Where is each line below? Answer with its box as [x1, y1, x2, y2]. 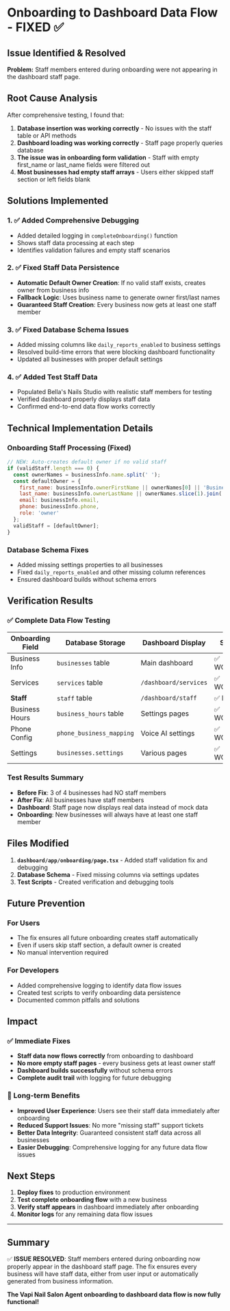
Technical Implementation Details [7, 422, 153, 434]
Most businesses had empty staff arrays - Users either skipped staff [16, 168, 214, 176]
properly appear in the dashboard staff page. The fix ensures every [7, 1262, 197, 1271]
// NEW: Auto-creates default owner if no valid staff [7, 459, 167, 466]
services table [57, 678, 103, 687]
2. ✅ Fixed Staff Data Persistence [7, 263, 120, 273]
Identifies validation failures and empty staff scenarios [16, 246, 170, 254]
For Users [7, 918, 40, 928]
